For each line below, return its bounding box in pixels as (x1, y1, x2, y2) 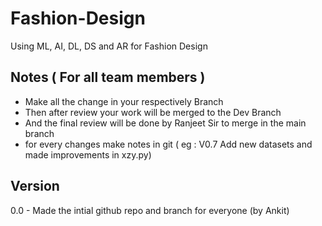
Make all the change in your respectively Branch (24, 95, 224, 107)
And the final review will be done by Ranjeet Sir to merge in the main (24, 117, 307, 129)
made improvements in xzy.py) (24, 148, 152, 161)
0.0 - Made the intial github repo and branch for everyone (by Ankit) (10, 204, 290, 216)
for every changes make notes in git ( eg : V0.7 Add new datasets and (24, 138, 313, 150)
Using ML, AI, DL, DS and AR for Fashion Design (10, 40, 208, 52)
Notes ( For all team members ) (10, 69, 206, 86)
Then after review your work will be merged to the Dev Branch (24, 106, 282, 118)
